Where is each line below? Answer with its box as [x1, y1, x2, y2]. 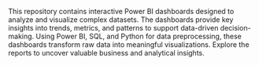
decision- [220, 23, 251, 32]
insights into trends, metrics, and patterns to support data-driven [8, 23, 219, 32]
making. [8, 31, 35, 41]
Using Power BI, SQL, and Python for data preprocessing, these [35, 31, 242, 41]
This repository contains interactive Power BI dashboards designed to [8, 7, 235, 16]
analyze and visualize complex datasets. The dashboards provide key [8, 15, 234, 24]
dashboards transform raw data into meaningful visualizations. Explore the [8, 40, 250, 49]
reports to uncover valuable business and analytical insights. [8, 49, 205, 57]
